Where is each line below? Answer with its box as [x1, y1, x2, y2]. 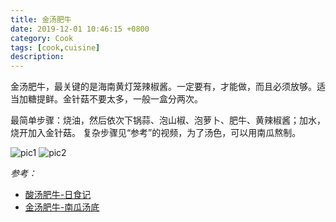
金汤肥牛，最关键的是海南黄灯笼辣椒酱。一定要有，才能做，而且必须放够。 [10, 81, 317, 93]
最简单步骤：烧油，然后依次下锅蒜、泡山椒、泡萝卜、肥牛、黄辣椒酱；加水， [10, 114, 326, 126]
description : [10, 52, 65, 62]
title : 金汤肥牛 [10, 14, 72, 25]
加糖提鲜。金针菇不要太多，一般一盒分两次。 [18, 93, 203, 105]
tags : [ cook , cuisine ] [10, 42, 101, 53]
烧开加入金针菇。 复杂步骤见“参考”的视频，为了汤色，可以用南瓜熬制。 [10, 127, 302, 139]
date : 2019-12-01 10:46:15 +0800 [10, 24, 150, 34]
